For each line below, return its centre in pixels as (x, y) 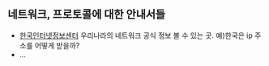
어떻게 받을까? (57, 45)
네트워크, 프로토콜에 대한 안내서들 (87, 14)
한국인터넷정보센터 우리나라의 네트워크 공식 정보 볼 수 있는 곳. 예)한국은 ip (136, 35)
